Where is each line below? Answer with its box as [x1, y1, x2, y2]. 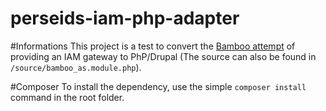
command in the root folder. [10, 91, 125, 103]
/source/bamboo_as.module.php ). [10, 61, 142, 73]
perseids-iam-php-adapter [10, 7, 240, 30]
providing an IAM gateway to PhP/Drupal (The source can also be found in [10, 50, 317, 62]
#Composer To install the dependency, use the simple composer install [10, 80, 307, 92]
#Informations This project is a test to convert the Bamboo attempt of [10, 40, 296, 52]
